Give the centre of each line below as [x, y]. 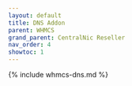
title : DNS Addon [37, 23]
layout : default [35, 15]
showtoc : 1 [26, 52]
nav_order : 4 [30, 45]
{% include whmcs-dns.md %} [58, 75]
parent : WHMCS [32, 30]
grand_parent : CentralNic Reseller [67, 37]
